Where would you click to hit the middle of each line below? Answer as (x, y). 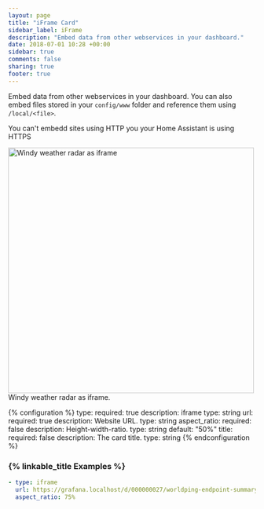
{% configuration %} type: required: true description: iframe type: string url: (131, 412)
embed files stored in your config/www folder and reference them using (122, 104)
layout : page (29, 15)
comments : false (35, 60)
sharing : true (31, 67)
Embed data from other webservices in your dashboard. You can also (120, 96)
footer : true (29, 74)
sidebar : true (31, 52)
